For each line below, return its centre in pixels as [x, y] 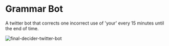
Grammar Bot [34, 9]
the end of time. [22, 28]
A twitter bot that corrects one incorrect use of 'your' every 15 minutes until [85, 23]
